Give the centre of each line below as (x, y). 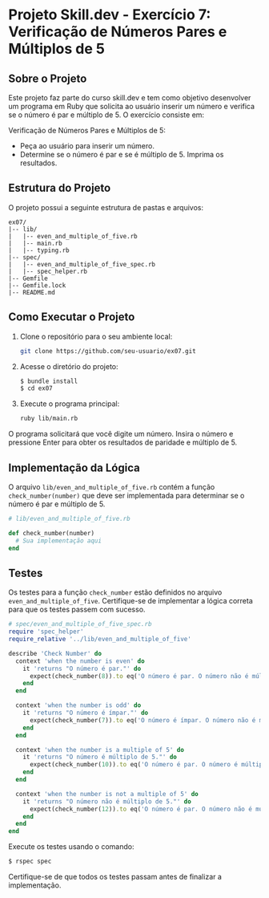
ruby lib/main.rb (49, 419)
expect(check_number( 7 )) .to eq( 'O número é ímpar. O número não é (143, 720)
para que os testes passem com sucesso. (77, 610)
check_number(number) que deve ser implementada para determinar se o (126, 495)
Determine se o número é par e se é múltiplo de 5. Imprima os (122, 154)
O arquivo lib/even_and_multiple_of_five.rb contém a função (112, 486)
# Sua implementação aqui (59, 540)
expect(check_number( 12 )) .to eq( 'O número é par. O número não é (141, 809)
